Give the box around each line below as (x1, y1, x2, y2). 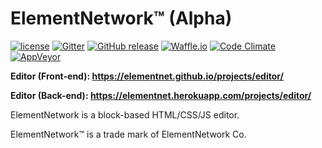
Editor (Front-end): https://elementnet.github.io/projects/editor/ (10, 70, 285, 82)
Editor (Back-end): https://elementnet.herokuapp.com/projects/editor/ (10, 89, 312, 101)
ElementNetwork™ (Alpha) (10, 7, 233, 30)
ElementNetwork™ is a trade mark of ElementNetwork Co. (10, 128, 247, 140)
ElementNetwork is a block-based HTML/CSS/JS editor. (10, 108, 240, 121)
